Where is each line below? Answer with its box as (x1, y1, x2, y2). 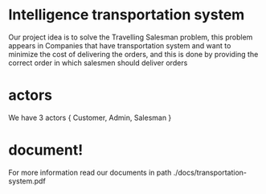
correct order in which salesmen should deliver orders (8, 58, 188, 68)
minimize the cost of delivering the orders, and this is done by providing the (8, 49, 259, 59)
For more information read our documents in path (8, 167, 172, 177)
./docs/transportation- (173, 167, 248, 177)
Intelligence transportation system (8, 6, 245, 24)
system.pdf (8, 175, 46, 186)
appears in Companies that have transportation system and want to (8, 40, 231, 50)
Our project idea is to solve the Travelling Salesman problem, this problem (8, 32, 253, 42)
